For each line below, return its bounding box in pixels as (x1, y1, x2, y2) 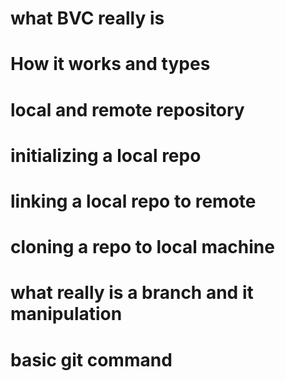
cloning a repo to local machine (10, 236, 275, 259)
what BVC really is (10, 7, 165, 30)
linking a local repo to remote (10, 190, 257, 212)
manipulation (10, 303, 123, 326)
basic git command (10, 348, 173, 371)
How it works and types (10, 53, 211, 76)
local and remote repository (10, 98, 245, 121)
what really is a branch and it (10, 282, 254, 304)
